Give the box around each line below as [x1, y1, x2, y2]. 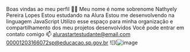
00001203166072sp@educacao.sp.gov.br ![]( [6, 39, 117, 46]
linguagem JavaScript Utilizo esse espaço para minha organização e [6, 18, 173, 25]
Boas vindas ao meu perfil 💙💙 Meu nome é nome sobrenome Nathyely [6, 6, 178, 12]
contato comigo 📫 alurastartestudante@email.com [6, 31, 131, 37]
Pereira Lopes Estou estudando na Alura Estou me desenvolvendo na [6, 12, 175, 19]
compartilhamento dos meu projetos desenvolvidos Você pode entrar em [6, 24, 185, 31]
